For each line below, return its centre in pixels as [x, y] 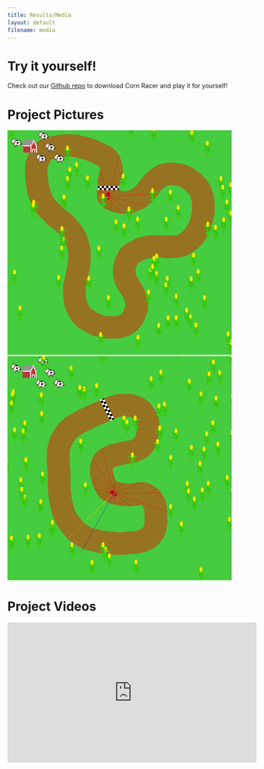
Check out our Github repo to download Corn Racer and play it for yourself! [117, 86]
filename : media [31, 30]
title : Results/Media [39, 15]
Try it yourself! [52, 66]
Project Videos [52, 606]
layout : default [31, 22]
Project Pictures [56, 115]
